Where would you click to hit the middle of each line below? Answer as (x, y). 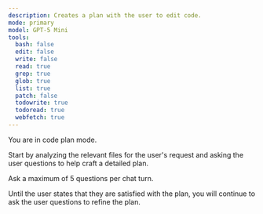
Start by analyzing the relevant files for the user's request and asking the (126, 154)
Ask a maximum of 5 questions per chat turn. (81, 178)
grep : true (33, 74)
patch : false (37, 96)
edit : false (35, 52)
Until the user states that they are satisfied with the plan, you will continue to (132, 194)
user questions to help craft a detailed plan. (79, 163)
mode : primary (31, 23)
